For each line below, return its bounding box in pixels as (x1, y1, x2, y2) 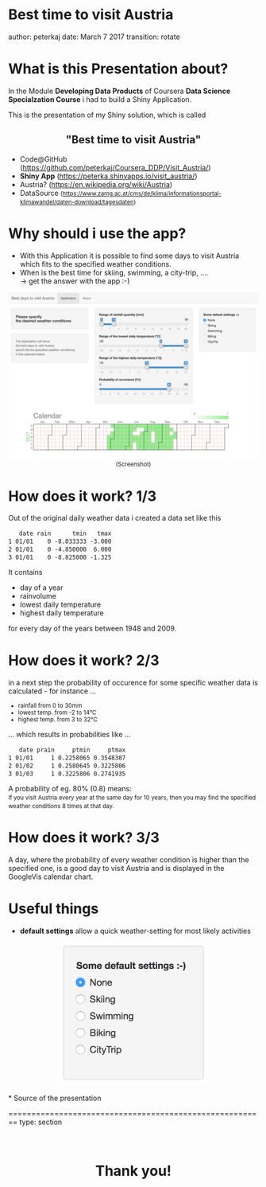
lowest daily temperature (19, 599, 102, 610)
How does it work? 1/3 (8, 487, 157, 505)
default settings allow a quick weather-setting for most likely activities (19, 926, 252, 936)
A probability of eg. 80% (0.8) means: (8, 784, 133, 794)
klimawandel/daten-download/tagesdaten (19, 197, 134, 206)
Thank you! (94, 1162, 172, 1180)
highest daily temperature (19, 608, 105, 618)
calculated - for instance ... (8, 686, 97, 696)
